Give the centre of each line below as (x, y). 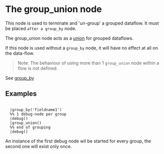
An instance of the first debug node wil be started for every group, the (78, 141)
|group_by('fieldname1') (36, 110)
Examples (21, 94)
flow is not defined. (38, 68)
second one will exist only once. (39, 146)
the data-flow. (20, 53)
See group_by (20, 78)
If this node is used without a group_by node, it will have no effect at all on (81, 48)
